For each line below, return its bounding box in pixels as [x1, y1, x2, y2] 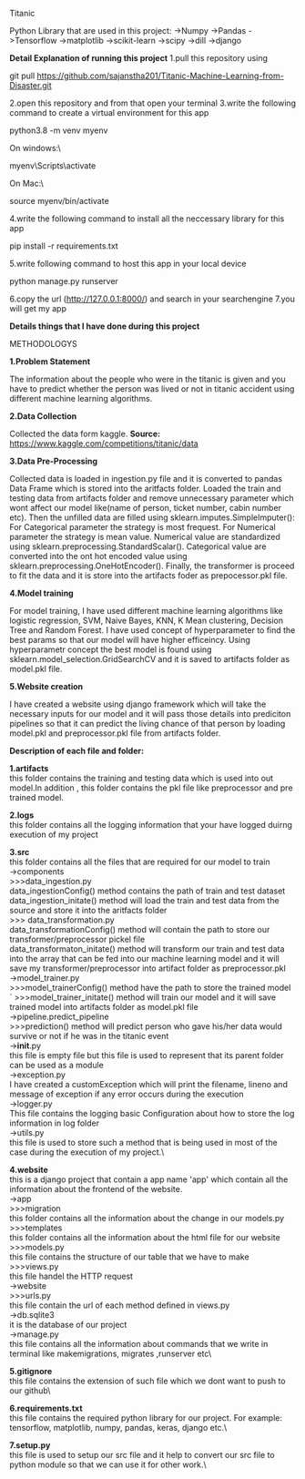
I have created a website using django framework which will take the [9, 699, 267, 709]
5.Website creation [9, 681, 84, 691]
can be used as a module [9, 1060, 105, 1070]
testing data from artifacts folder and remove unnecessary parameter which [9, 493, 294, 504]
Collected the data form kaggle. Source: [9, 428, 161, 439]
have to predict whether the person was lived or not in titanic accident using [9, 383, 295, 394]
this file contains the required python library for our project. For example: [9, 1413, 282, 1423]
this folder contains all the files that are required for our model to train [9, 856, 270, 867]
